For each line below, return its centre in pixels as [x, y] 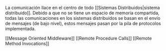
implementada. [20, 29]
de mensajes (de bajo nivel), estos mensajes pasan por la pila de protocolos [83, 23]
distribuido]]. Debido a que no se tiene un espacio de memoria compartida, [82, 13]
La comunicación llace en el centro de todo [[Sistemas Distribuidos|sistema [83, 8]
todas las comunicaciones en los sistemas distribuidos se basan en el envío [83, 18]
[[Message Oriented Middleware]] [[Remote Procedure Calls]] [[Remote [79, 38]
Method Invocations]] [27, 44]
